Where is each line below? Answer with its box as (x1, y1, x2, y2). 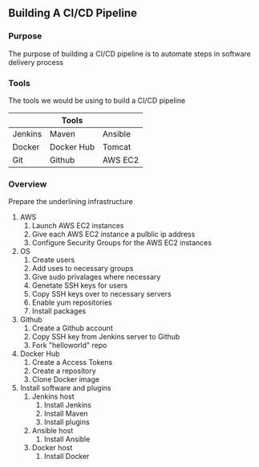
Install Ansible (43, 434, 91, 444)
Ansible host (31, 426, 74, 436)
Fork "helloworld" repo (31, 341, 107, 350)
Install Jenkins (43, 400, 92, 410)
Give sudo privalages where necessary (31, 272, 161, 282)
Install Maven (43, 409, 88, 419)
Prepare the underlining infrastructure (8, 197, 134, 207)
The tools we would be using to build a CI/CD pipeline (8, 96, 186, 105)
